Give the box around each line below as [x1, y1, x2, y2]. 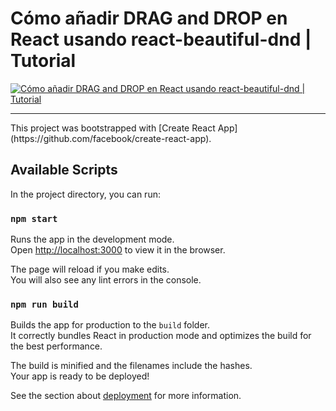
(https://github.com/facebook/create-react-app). [10, 132, 212, 144]
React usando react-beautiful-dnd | [10, 28, 312, 51]
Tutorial [10, 50, 77, 72]
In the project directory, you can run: [10, 188, 161, 200]
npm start [10, 213, 58, 224]
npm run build [10, 298, 79, 310]
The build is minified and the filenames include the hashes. [10, 360, 253, 372]
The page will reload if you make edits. [10, 263, 170, 276]
